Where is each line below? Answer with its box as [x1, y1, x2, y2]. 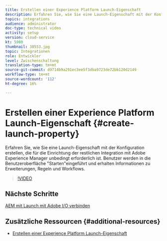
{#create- [93, 117, 134, 129]
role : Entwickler [5, 53, 41, 59]
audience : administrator [5, 21, 57, 26]
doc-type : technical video [5, 26, 61, 31]
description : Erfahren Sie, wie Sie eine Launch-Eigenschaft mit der [5, 12, 153, 17]
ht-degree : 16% [5, 81, 37, 86]
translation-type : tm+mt [5, 63, 57, 68]
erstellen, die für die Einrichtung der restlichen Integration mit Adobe [5, 150, 146, 156]
